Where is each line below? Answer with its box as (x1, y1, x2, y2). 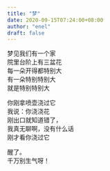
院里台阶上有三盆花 (7, 58, 62, 66)
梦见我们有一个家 (7, 49, 56, 57)
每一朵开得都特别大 (7, 66, 62, 75)
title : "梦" (7, 10, 41, 17)
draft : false (7, 29, 45, 37)
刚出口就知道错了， (7, 116, 62, 125)
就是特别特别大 (7, 84, 50, 92)
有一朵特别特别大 (7, 75, 56, 84)
